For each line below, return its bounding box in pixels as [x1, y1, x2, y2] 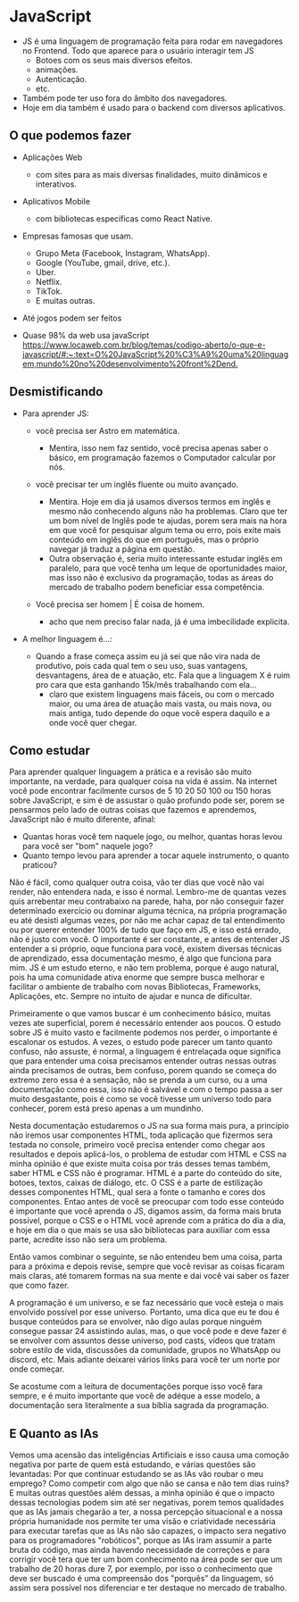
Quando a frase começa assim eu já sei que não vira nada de [35, 650, 261, 662]
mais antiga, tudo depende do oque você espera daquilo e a [48, 707, 270, 718]
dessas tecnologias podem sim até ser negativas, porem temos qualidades [9, 1498, 284, 1508]
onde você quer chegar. [48, 717, 137, 728]
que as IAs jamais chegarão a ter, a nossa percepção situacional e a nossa [9, 1506, 283, 1517]
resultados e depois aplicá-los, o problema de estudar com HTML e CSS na [9, 1149, 287, 1160]
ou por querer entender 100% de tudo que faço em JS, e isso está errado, [9, 924, 281, 935]
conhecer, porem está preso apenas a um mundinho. [9, 1103, 203, 1114]
